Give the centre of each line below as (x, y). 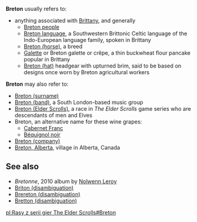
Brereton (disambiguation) (47, 194)
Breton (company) (37, 141)
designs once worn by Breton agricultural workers (87, 72)
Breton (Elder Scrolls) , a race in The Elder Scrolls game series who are (103, 109)
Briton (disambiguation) (44, 187)
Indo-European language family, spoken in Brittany (87, 40)
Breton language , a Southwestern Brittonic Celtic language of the (105, 33)
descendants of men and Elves (53, 115)
